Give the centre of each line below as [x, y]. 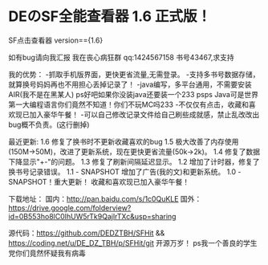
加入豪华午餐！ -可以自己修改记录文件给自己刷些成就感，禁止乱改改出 [144, 114]
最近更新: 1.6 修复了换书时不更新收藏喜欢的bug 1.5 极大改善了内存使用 [124, 141]
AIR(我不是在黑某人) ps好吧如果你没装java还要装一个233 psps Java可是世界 [134, 94]
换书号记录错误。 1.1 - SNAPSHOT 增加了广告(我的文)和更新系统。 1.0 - [125, 171]
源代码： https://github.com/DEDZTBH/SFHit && [87, 233]
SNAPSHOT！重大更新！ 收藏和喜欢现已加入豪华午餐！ [99, 181]
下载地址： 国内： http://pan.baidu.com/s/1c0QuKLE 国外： [105, 198]
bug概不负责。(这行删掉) [49, 124]
